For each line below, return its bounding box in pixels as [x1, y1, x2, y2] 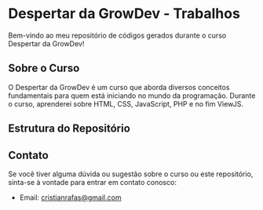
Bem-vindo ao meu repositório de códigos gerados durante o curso [8, 31, 227, 40]
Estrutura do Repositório [8, 122, 131, 136]
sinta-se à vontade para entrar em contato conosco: [8, 177, 177, 186]
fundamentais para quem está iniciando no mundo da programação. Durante [8, 91, 256, 100]
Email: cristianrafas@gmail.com [19, 193, 122, 202]
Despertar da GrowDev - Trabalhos [8, 5, 241, 23]
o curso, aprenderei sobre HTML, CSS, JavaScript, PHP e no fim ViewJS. [8, 99, 243, 108]
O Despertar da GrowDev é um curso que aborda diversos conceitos [8, 82, 230, 92]
